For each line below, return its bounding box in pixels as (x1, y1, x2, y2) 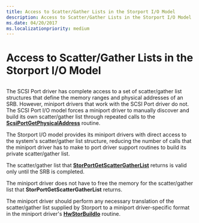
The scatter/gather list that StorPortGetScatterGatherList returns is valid (6, 161, 187, 169)
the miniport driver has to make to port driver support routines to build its (6, 143, 187, 151)
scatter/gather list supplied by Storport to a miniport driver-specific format (6, 204, 190, 211)
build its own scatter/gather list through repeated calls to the (6, 113, 156, 120)
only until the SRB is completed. (6, 168, 85, 175)
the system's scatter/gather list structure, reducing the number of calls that (6, 137, 192, 144)
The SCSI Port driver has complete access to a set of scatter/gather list (6, 87, 182, 94)
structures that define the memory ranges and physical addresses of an (6, 94, 184, 101)
